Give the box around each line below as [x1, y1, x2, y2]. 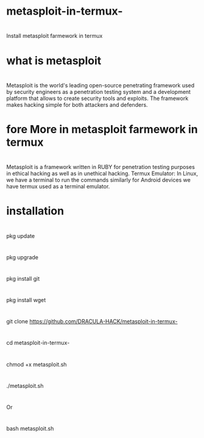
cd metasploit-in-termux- [6, 339, 70, 346]
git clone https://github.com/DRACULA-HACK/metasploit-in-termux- [6, 318, 178, 325]
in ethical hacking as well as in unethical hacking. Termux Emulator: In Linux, [6, 170, 199, 178]
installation [6, 204, 65, 218]
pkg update [6, 232, 35, 239]
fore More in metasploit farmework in [6, 122, 198, 136]
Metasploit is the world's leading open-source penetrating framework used [6, 81, 195, 89]
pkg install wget [6, 296, 46, 304]
